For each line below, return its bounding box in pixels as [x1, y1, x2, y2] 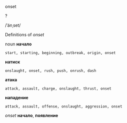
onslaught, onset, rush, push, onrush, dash [5, 68, 96, 73]
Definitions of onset [5, 32, 45, 37]
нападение [5, 95, 29, 100]
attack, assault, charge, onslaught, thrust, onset [5, 86, 111, 91]
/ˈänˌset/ [5, 22, 21, 28]
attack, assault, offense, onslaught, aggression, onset [5, 104, 123, 109]
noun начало [5, 41, 32, 47]
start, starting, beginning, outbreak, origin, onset [5, 50, 116, 55]
